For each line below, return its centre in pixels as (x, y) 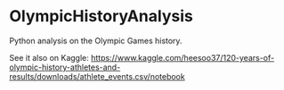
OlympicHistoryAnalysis (101, 16)
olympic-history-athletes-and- (65, 67)
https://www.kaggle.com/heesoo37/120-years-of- (182, 57)
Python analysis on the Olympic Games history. (96, 41)
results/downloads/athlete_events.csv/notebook (97, 76)
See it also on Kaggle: (49, 57)
